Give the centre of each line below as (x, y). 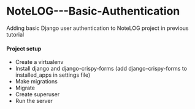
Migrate (25, 88)
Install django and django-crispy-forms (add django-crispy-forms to (101, 69)
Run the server (34, 101)
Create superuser (37, 94)
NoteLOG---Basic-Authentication (93, 11)
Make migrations (36, 82)
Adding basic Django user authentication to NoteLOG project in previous (97, 28)
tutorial (15, 34)
